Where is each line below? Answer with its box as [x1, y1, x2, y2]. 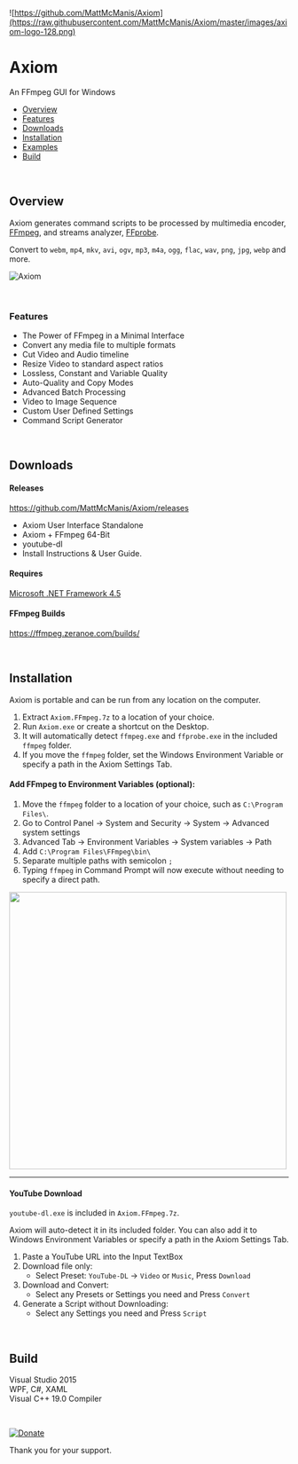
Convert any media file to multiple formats [21, 340, 176, 350]
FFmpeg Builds [9, 608, 66, 619]
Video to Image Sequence [21, 397, 117, 407]
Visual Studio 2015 [9, 1374, 77, 1385]
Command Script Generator [21, 415, 123, 426]
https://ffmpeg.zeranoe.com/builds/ [9, 628, 140, 639]
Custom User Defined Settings [21, 405, 134, 416]
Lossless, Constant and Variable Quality [21, 368, 169, 379]
